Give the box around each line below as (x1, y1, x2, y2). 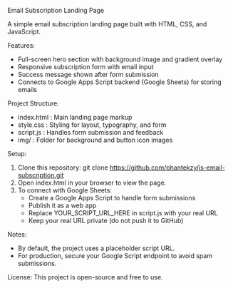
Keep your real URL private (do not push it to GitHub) (28, 217, 184, 225)
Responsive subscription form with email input (17, 63, 155, 71)
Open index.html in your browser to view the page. (17, 178, 167, 187)
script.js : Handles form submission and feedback (17, 128, 164, 136)
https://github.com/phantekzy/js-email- (109, 163, 226, 172)
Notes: (7, 230, 27, 238)
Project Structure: (7, 99, 59, 108)
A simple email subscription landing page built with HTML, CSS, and (7, 20, 207, 28)
